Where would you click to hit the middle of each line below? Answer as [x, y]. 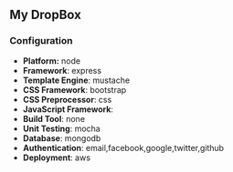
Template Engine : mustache [76, 80]
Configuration [41, 41]
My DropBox [46, 15]
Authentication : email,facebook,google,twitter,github [123, 147]
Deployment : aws [57, 157]
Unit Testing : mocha [61, 128]
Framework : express [62, 70]
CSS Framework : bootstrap [74, 89]
